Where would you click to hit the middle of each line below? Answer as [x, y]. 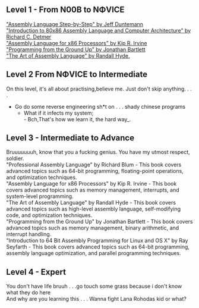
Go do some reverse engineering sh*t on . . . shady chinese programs [100, 106]
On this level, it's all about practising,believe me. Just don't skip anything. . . [99, 89]
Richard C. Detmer [29, 37]
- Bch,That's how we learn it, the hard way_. [77, 119]
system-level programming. [40, 196]
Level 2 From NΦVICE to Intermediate [77, 75]
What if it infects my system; [59, 113]
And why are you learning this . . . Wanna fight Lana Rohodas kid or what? [97, 299]
